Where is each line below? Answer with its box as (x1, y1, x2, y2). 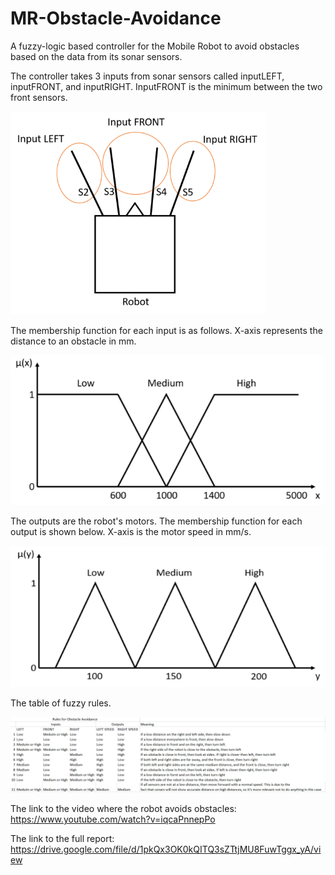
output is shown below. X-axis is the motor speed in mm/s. (10, 526, 252, 538)
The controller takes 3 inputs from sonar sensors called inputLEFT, (10, 70, 285, 82)
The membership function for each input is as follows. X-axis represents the (10, 324, 323, 336)
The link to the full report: (10, 833, 115, 845)
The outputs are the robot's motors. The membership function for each (10, 515, 303, 527)
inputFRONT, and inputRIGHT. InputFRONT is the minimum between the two (10, 80, 323, 92)
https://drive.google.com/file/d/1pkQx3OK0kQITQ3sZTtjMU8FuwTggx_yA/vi (10, 843, 322, 856)
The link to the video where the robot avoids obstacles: (10, 803, 237, 815)
